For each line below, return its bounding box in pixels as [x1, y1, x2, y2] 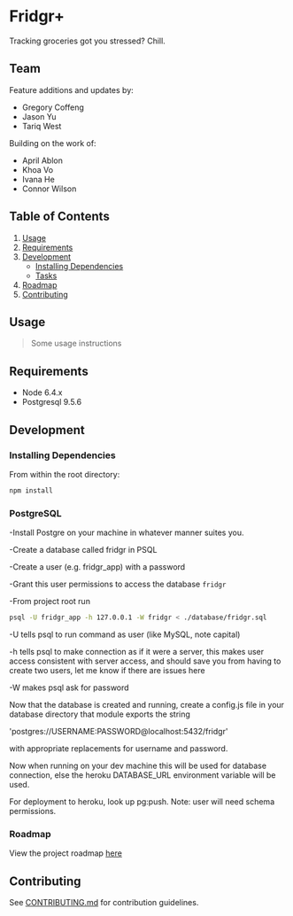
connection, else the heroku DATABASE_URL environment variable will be [9, 769, 276, 780]
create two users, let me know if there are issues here [9, 664, 205, 675]
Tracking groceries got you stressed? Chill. [9, 35, 166, 46]
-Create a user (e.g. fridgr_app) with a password [9, 562, 186, 572]
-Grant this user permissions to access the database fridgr [9, 578, 227, 590]
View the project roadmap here [9, 848, 122, 858]
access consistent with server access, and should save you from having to [9, 656, 281, 666]
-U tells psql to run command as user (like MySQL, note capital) [9, 629, 241, 640]
